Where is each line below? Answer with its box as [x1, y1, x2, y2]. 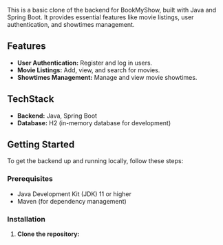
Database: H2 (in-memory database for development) [17, 118, 171, 127]
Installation [7, 214, 46, 224]
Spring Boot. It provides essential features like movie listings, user [7, 13, 194, 21]
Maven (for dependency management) [17, 197, 127, 205]
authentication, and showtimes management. [7, 21, 135, 28]
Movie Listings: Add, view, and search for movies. [17, 65, 160, 74]
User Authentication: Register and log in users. [17, 58, 153, 67]
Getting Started [7, 139, 75, 151]
